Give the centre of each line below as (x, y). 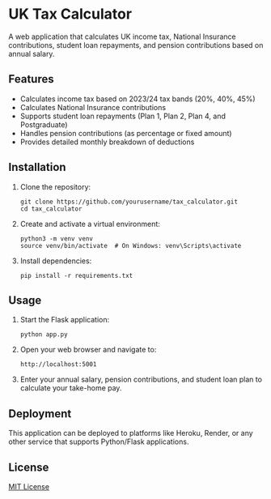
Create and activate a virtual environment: (90, 224)
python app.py (44, 335)
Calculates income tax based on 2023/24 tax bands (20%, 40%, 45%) (138, 99)
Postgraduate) (44, 124)
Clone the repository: (55, 186)
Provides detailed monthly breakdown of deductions (107, 142)
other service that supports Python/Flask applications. (99, 441)
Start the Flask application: (65, 320)
